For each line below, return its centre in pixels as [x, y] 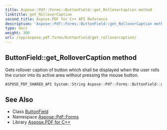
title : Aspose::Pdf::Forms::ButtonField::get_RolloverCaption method [79, 10]
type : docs [16, 28]
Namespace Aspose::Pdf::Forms [45, 117]
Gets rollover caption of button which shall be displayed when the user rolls [83, 70]
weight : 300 [17, 33]
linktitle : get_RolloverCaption [39, 14]
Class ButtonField [30, 112]
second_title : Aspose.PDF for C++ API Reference [56, 19]
